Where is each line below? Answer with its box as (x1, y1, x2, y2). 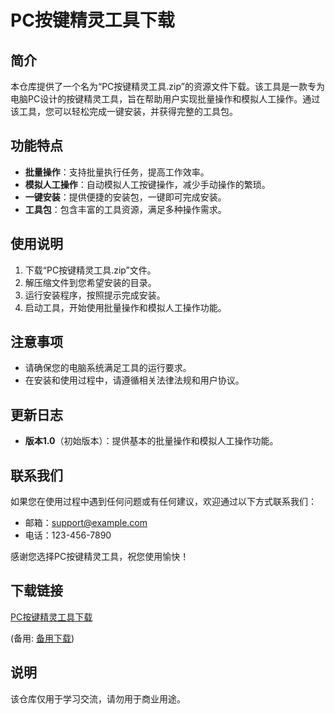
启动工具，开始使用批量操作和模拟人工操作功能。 (24, 301, 227, 313)
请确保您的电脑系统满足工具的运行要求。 (24, 362, 192, 374)
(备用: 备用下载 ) (10, 632, 75, 644)
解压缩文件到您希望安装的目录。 (24, 276, 157, 288)
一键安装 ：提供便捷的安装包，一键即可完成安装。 (24, 191, 227, 203)
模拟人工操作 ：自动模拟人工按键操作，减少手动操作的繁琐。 (24, 178, 271, 190)
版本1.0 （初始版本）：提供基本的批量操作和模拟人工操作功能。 (24, 435, 279, 447)
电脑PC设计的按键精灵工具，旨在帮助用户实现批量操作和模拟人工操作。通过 (10, 93, 321, 105)
